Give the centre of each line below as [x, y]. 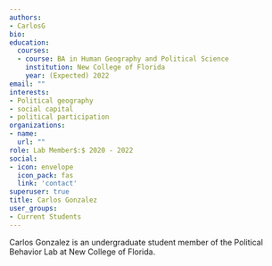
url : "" [32, 142]
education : [29, 42]
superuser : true [39, 192]
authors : [25, 17]
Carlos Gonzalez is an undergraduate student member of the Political [136, 242]
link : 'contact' [47, 184]
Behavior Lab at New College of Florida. [82, 252]
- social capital [41, 109]
